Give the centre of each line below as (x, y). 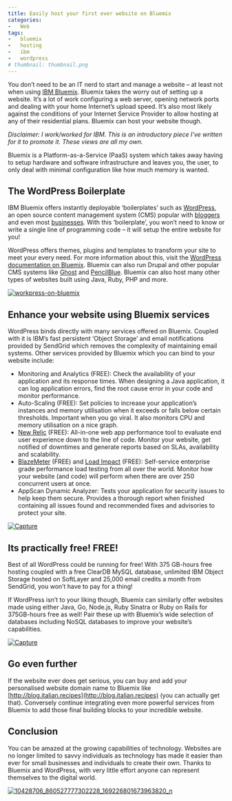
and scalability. (39, 455)
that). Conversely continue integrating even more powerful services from (111, 703)
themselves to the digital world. (52, 777)
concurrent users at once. (54, 483)
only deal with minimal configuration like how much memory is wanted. (108, 169)
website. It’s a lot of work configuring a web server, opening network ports (114, 99)
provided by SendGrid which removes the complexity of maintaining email (113, 346)
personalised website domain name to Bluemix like (80, 688)
